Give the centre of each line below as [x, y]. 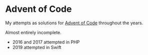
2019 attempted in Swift [37, 47]
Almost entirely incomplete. [33, 32]
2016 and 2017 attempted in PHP [46, 42]
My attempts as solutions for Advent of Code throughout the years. [74, 23]
